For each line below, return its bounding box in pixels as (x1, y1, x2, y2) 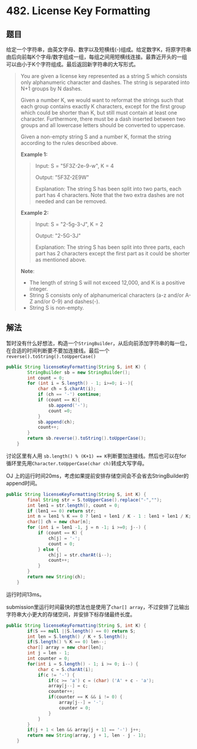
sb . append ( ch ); (37, 419, 75, 425)
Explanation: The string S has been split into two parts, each (35, 185, 182, 192)
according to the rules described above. (20, 140, 118, 146)
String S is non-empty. (29, 304, 84, 311)
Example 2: (20, 209, 49, 216)
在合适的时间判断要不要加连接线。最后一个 (6, 347, 110, 354)
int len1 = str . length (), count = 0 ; (27, 502, 120, 508)
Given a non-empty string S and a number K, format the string (20, 133, 172, 140)
